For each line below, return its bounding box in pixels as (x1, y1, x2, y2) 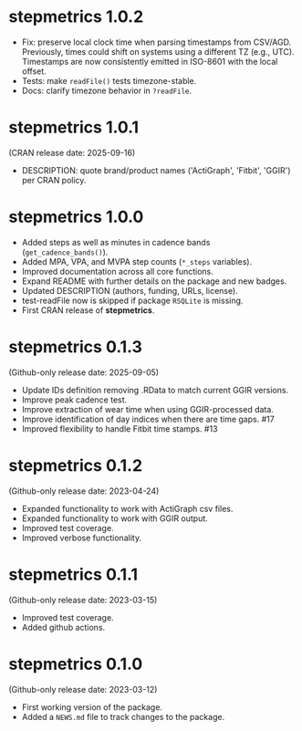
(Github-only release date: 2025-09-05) (8, 367, 160, 378)
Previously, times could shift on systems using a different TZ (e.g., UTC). (21, 46, 295, 57)
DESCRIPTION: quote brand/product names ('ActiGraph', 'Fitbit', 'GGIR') (21, 164, 291, 175)
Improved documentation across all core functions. (21, 266, 213, 277)
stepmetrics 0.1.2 (8, 454, 143, 475)
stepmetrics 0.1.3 (8, 337, 143, 357)
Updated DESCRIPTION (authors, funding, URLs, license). (21, 285, 238, 296)
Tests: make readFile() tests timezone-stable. (21, 75, 197, 86)
